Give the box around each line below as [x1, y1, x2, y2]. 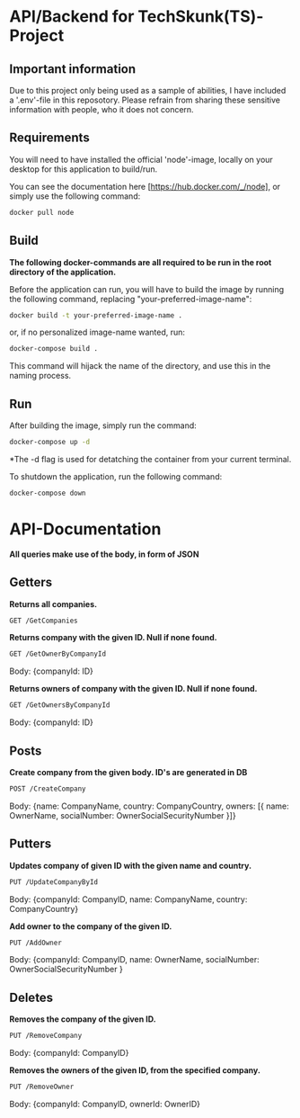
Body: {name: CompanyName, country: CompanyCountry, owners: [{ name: [9, 800, 289, 811]
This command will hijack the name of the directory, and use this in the [9, 361, 271, 371]
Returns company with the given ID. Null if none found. [9, 632, 217, 643]
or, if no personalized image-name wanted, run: [9, 326, 186, 338]
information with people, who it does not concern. [9, 104, 195, 114]
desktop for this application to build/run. [9, 164, 158, 174]
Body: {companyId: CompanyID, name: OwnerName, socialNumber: [9, 954, 260, 965]
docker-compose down [9, 488, 87, 497]
